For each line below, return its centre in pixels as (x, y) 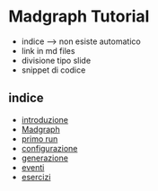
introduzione (45, 119)
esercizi (36, 177)
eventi (33, 167)
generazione (45, 158)
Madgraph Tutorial (79, 17)
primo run (39, 139)
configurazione (49, 148)
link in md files (48, 50)
